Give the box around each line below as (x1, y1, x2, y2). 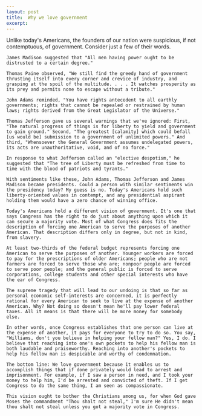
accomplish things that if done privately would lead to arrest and (6, 367, 183, 373)
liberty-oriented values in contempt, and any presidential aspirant (6, 192, 186, 198)
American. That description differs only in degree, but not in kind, (6, 229, 188, 236)
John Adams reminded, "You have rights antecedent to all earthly (6, 97, 177, 103)
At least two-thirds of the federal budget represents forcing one (6, 245, 180, 252)
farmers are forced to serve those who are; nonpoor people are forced (6, 261, 191, 267)
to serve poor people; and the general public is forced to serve (6, 267, 177, 273)
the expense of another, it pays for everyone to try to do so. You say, (6, 330, 197, 336)
